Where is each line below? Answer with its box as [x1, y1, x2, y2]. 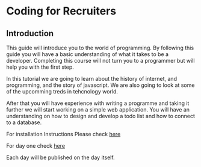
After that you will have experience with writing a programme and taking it [6, 99, 190, 107]
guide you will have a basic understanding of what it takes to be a [6, 51, 169, 58]
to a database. [6, 119, 42, 126]
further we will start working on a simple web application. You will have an [6, 106, 190, 113]
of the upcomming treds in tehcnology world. [6, 88, 119, 95]
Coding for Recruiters [6, 4, 116, 18]
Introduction [6, 28, 54, 39]
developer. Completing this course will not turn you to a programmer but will [6, 57, 195, 64]
